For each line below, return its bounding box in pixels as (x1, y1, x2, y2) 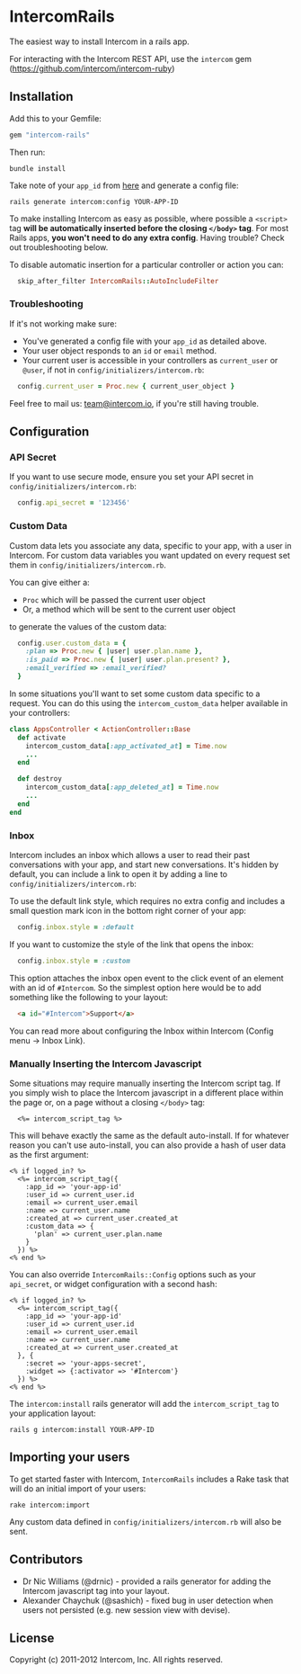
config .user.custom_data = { (17, 639, 127, 648)
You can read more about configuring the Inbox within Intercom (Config (9, 1025, 274, 1036)
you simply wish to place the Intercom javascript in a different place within (9, 1087, 284, 1098)
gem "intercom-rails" (9, 130, 91, 139)
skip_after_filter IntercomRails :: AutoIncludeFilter (17, 276, 219, 285)
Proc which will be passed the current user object (22, 594, 206, 604)
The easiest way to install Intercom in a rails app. (9, 36, 190, 47)
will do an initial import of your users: (9, 1482, 146, 1494)
